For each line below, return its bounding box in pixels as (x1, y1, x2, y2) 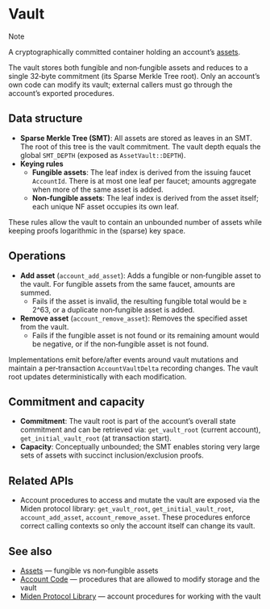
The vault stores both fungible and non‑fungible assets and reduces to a (8, 62, 248, 72)
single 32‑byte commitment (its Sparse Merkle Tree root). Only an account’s (8, 71, 260, 81)
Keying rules (19, 159, 64, 168)
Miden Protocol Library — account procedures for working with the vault (19, 591, 261, 601)
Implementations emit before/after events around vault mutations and (8, 354, 239, 364)
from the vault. (19, 321, 69, 331)
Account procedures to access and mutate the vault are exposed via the (19, 495, 260, 505)
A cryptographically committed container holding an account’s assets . (8, 47, 241, 56)
